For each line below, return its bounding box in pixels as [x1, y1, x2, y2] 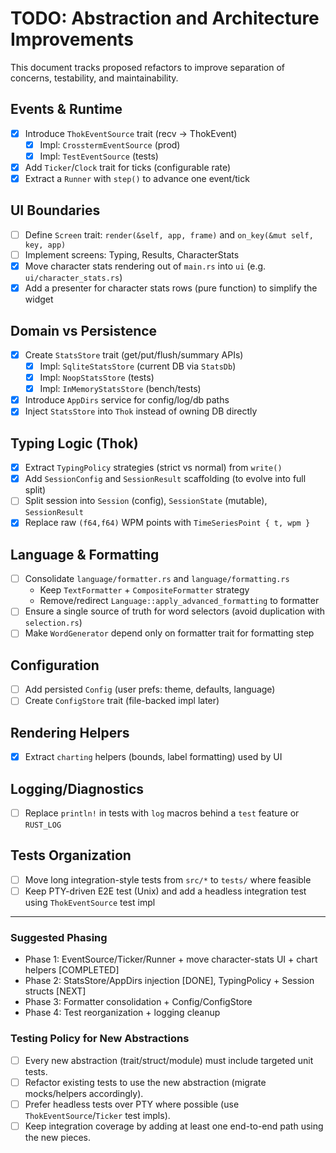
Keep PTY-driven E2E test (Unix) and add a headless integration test [24, 885, 307, 897]
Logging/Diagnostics [10, 780, 145, 797]
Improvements [10, 28, 134, 51]
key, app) [24, 240, 67, 250]
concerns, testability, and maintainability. [10, 72, 179, 84]
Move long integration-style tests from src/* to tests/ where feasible [24, 873, 312, 886]
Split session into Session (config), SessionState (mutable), [24, 495, 268, 507]
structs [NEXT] [24, 985, 87, 997]
